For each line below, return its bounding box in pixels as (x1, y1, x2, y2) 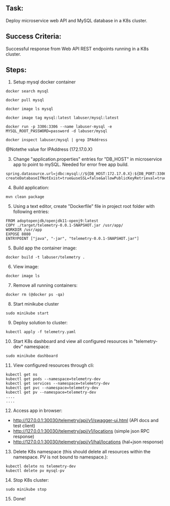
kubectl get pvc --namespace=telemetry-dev (6, 386, 99, 391)
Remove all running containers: (13, 282, 78, 288)
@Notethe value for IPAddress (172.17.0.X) (6, 146, 93, 152)
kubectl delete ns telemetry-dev (6, 464, 76, 469)
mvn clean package (6, 194, 44, 199)
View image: (13, 264, 39, 270)
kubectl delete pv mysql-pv (6, 468, 65, 474)
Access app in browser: (13, 407, 63, 414)
